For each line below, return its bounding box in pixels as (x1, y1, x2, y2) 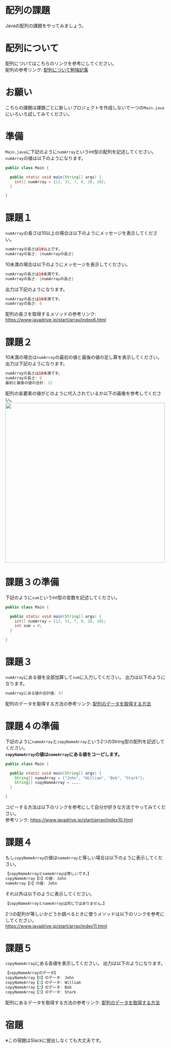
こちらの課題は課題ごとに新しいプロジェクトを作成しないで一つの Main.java (5, 104, 165, 111)
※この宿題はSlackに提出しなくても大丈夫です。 (5, 1037, 104, 1043)
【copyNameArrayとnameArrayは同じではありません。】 (5, 901, 107, 906)
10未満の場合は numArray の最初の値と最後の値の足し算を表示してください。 (5, 354, 162, 360)
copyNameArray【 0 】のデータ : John (5, 975, 74, 980)
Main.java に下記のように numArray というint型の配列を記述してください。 (5, 148, 157, 155)
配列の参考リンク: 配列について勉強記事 (5, 67, 88, 73)
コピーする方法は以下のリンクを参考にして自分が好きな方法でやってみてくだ (5, 804, 166, 810)
